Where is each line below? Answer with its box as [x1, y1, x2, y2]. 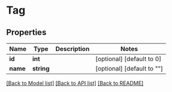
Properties [6, 27, 47, 37]
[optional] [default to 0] [95, 55, 162, 63]
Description [55, 45, 90, 53]
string [32, 65, 50, 72]
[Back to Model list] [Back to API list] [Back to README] [6, 80, 144, 87]
